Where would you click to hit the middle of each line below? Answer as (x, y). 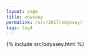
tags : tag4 (19, 28)
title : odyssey (25, 17)
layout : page (22, 11)
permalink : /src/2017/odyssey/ (44, 22)
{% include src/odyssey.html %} (45, 44)
